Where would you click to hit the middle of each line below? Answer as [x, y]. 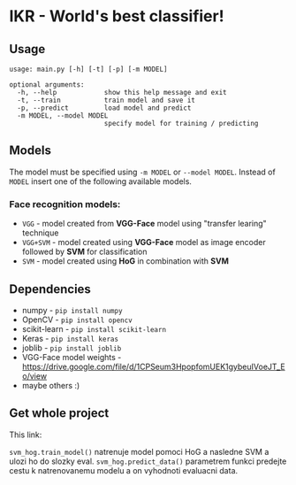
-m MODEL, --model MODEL [63, 116]
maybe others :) [51, 385]
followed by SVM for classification [84, 252]
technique [40, 233]
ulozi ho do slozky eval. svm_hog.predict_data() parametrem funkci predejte [148, 461]
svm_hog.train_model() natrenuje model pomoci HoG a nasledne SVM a [139, 451]
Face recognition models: [65, 204]
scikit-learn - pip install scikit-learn [94, 328]
